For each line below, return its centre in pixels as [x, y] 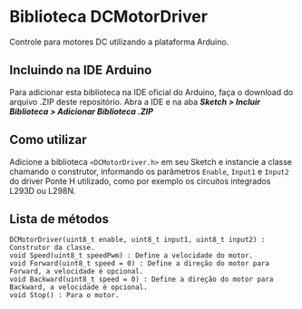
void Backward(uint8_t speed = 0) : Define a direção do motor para [141, 280]
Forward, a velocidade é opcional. [77, 272]
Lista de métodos [59, 219]
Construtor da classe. [52, 248]
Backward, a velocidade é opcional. [78, 287]
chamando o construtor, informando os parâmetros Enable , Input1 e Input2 [149, 171]
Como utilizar [49, 140]
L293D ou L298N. [43, 190]
